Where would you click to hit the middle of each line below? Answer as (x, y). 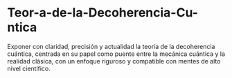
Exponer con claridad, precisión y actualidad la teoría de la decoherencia (111, 46)
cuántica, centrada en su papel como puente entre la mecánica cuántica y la (116, 54)
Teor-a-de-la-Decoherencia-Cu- (103, 13)
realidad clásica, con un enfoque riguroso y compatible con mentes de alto (114, 61)
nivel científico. (29, 68)
